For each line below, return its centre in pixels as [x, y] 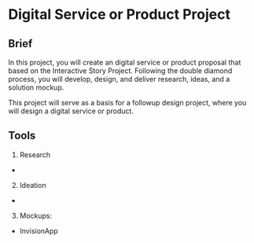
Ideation [33, 185]
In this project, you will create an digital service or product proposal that [125, 62]
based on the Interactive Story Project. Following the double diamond [120, 71]
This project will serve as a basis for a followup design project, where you [127, 103]
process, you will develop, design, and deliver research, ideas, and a [119, 79]
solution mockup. [36, 87]
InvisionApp [39, 230]
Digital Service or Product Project [119, 15]
